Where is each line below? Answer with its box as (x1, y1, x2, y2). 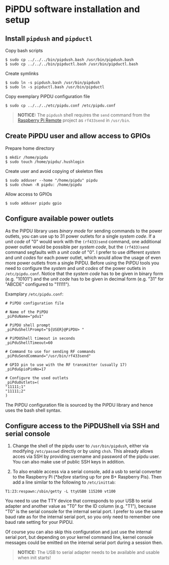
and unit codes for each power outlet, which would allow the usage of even (5, 254, 161, 260)
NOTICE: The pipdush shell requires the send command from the (17, 112, 150, 118)
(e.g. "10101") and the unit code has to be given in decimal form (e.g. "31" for (5, 275, 164, 282)
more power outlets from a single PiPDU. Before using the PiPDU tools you (5, 260, 159, 266)
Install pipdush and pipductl (5, 34, 93, 43)
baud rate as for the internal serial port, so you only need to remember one (5, 514, 160, 520)
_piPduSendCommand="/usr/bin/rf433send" (5, 353, 92, 358)
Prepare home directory (5, 145, 55, 151)
